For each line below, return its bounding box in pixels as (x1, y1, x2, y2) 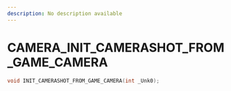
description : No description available (7, 10, 123, 17)
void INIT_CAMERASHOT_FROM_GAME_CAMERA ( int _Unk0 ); (7, 77, 160, 84)
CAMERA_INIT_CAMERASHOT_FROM (7, 39, 225, 55)
